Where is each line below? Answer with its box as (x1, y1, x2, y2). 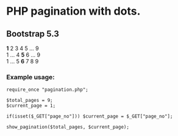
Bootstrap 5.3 (6, 29, 59, 39)
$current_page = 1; (6, 102, 56, 109)
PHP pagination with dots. (6, 4, 141, 18)
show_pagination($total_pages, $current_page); (6, 124, 130, 131)
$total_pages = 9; (6, 98, 53, 104)
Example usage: (6, 73, 55, 81)
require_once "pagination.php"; (6, 87, 88, 93)
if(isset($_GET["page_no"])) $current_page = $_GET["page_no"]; (6, 113, 173, 120)
